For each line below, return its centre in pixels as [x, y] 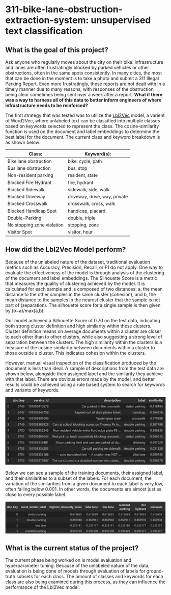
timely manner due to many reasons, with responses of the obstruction [79, 89]
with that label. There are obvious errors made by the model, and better [80, 379]
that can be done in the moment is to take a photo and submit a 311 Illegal [82, 78]
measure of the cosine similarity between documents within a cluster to [80, 347]
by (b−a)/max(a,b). [25, 311]
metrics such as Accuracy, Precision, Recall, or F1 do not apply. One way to [84, 267]
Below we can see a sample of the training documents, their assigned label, [84, 473]
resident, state [83, 175]
